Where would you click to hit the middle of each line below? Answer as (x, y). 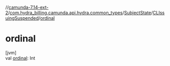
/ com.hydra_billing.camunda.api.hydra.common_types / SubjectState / (80, 13)
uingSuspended (22, 18)
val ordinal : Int (20, 58)
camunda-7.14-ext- (29, 7)
